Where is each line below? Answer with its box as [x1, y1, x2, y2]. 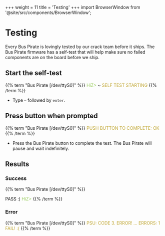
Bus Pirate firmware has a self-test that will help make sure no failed [5, 49, 145, 55]
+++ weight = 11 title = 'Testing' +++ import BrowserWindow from [5, 5, 140, 10]
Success [5, 175, 27, 182]
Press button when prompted [5, 112, 98, 120]
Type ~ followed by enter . [12, 97, 65, 103]
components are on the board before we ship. [5, 54, 100, 60]
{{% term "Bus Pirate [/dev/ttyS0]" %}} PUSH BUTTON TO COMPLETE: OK [5, 125, 160, 131]
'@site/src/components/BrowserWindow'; [5, 10, 91, 16]
